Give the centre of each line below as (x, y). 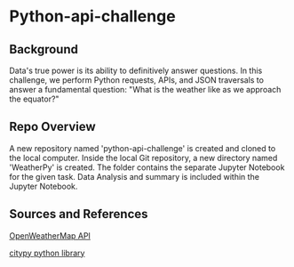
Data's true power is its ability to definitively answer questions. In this (136, 70)
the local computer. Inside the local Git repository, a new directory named (143, 158)
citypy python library (47, 253)
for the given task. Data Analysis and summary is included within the (135, 176)
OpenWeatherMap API (50, 235)
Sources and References (79, 214)
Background (44, 49)
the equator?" (34, 99)
